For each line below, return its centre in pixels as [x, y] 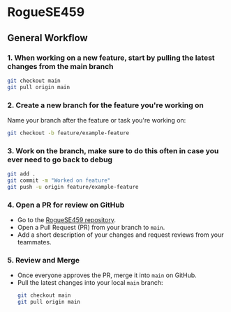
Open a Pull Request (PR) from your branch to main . [91, 228]
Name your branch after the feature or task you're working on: [97, 120]
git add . [22, 174]
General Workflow [48, 38]
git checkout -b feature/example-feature [68, 133]
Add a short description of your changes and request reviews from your [120, 235]
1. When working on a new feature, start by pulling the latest [111, 58]
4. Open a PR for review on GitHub [66, 205]
